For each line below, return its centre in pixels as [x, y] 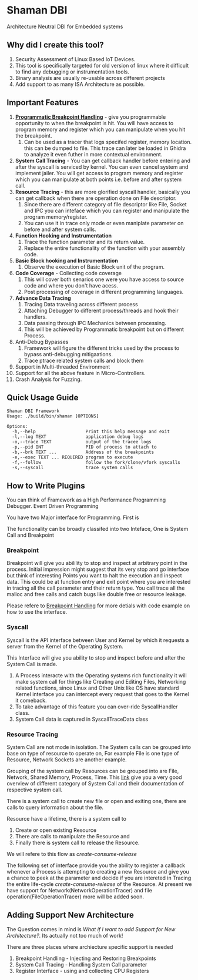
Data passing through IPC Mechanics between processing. [95, 323]
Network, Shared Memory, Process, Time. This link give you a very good [94, 777]
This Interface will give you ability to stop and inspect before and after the [96, 658]
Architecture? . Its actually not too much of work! [65, 935]
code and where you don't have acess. [71, 285]
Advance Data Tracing [43, 298]
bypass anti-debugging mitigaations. [68, 354]
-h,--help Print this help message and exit [91, 432]
